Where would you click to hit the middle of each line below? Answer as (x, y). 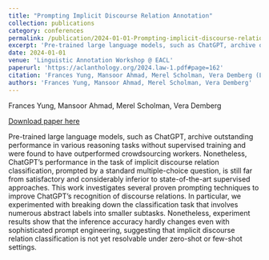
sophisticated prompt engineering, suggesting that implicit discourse (122, 230)
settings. (23, 247)
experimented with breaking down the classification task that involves (123, 204)
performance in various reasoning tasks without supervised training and (127, 145)
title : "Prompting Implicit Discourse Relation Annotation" (111, 16)
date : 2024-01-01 (37, 53)
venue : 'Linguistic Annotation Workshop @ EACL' (91, 61)
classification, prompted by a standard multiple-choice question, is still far (130, 170)
